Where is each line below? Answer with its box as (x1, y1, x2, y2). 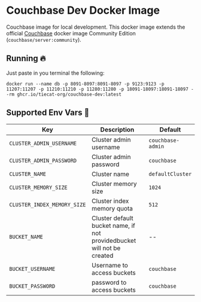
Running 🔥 (6, 53, 46, 63)
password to (92, 278, 127, 286)
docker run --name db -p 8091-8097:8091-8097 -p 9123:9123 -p (6, 81, 165, 87)
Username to (92, 261, 129, 269)
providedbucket (92, 236, 136, 245)
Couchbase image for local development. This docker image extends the (6, 23, 185, 30)
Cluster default (92, 213, 133, 222)
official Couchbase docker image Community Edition (6, 29, 136, 36)
